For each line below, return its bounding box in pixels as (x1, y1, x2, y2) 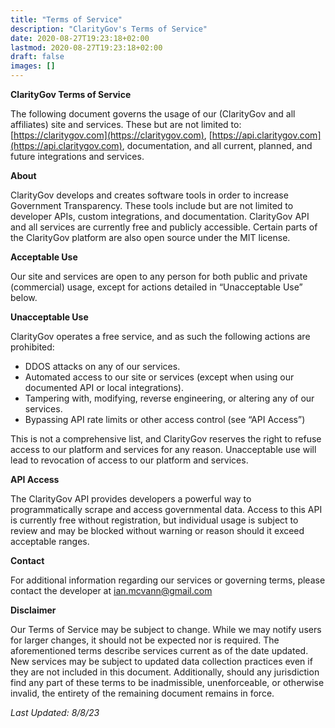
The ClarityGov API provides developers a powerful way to (10, 493, 252, 505)
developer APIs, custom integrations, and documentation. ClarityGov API (10, 211, 310, 222)
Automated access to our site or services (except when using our (24, 371, 295, 383)
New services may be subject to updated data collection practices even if (10, 656, 313, 667)
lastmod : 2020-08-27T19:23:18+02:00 (10, 42, 163, 53)
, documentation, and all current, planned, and (121, 140, 313, 151)
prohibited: (10, 341, 55, 353)
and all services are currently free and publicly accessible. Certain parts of (10, 221, 318, 233)
